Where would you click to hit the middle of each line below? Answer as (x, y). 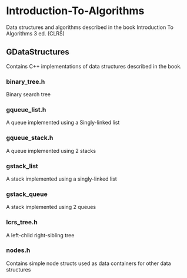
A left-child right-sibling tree (40, 235)
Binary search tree (29, 94)
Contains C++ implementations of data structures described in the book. (94, 66)
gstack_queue (27, 194)
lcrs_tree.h (22, 223)
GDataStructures (38, 52)
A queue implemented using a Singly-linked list (63, 123)
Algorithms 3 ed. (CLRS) (35, 33)
